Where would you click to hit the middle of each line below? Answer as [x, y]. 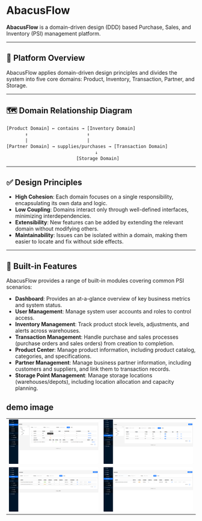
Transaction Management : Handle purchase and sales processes [96, 337]
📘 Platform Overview [46, 58]
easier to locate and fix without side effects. [69, 242]
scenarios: [19, 287]
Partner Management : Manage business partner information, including [103, 363]
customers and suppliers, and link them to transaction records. [93, 369]
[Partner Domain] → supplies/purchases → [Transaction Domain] [87, 146]
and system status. [38, 305]
